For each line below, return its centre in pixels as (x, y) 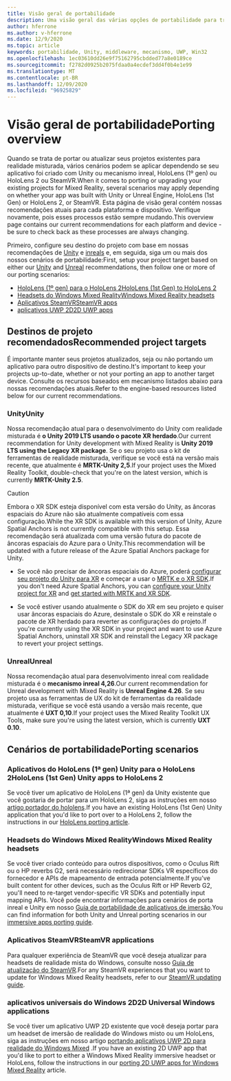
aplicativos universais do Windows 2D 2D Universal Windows (111, 1002)
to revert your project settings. (60, 643)
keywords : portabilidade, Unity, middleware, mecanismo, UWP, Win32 (107, 52)
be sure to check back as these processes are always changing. (98, 232)
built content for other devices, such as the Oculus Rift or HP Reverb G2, (110, 886)
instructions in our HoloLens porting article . (69, 822)
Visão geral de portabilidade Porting (111, 125)
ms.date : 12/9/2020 (35, 39)
